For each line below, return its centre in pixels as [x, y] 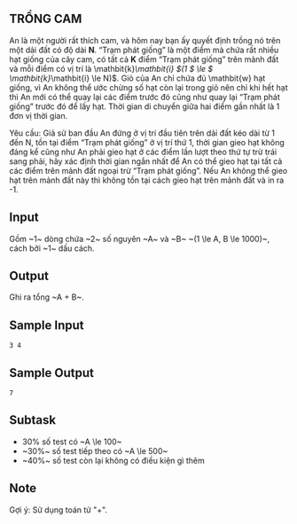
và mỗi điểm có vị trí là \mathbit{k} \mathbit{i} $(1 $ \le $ [111, 68]
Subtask [32, 420]
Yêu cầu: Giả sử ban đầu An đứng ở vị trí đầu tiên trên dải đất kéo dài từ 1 [142, 133]
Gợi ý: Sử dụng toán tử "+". [59, 510]
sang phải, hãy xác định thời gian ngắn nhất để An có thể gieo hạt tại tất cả [146, 161]
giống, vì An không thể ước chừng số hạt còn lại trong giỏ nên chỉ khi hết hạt [148, 87]
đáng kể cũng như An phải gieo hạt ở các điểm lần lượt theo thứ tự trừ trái [143, 152]
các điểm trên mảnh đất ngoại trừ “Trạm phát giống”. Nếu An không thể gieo [148, 170]
